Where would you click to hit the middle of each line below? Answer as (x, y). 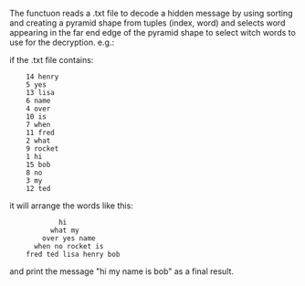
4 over (38, 109)
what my (64, 230)
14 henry (42, 77)
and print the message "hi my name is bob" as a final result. (122, 271)
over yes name (69, 238)
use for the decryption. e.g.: (62, 42)
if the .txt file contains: (52, 60)
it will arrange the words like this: (72, 206)
